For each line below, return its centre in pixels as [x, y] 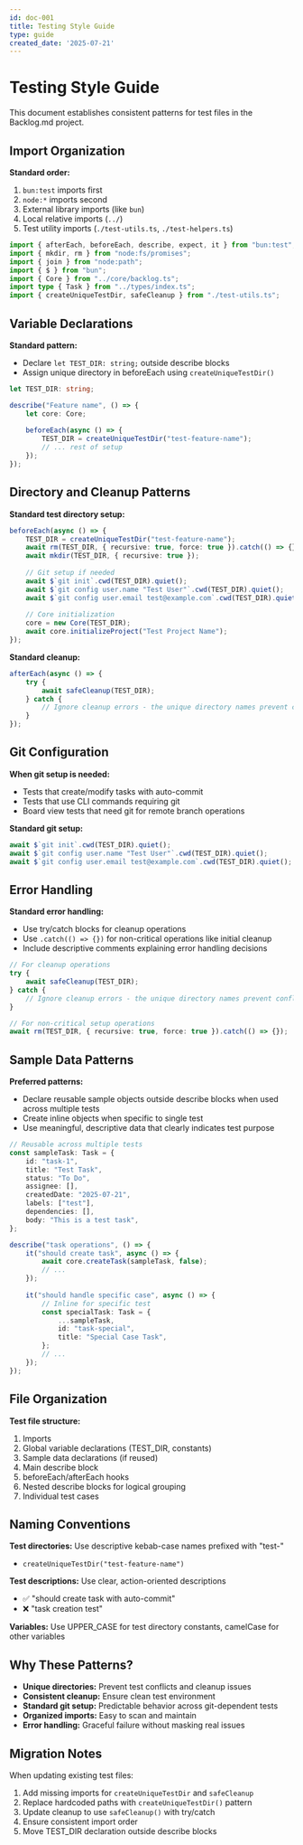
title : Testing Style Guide [62, 26]
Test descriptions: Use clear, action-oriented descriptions [118, 1581]
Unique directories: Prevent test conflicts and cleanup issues [137, 1687]
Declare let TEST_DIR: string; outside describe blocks [126, 362]
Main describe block [60, 1467]
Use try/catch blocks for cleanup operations [104, 929]
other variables [37, 1636]
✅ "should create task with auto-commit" [99, 1599]
